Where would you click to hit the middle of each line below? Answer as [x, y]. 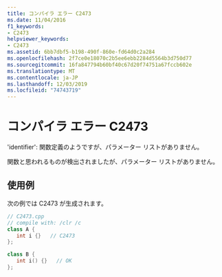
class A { [21, 229]
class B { [21, 255]
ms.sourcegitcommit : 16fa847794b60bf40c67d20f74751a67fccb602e [100, 65]
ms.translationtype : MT [41, 71]
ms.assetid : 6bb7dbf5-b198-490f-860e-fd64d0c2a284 [81, 52]
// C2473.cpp [26, 216]
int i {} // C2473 [46, 236]
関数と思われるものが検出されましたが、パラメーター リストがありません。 [113, 162]
